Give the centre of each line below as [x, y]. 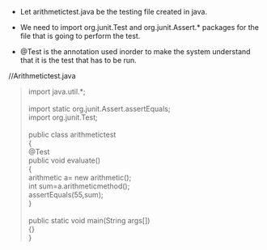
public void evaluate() [64, 160]
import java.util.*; [57, 91]
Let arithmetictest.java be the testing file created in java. [114, 12]
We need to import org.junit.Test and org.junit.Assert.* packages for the [139, 27]
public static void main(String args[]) [89, 220]
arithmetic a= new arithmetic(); [80, 178]
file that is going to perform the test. [80, 36]
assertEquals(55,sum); [66, 195]
